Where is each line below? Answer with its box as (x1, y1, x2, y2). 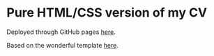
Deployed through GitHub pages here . (6, 28, 116, 36)
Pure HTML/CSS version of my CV (6, 5, 208, 21)
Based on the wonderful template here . (6, 41, 119, 49)
